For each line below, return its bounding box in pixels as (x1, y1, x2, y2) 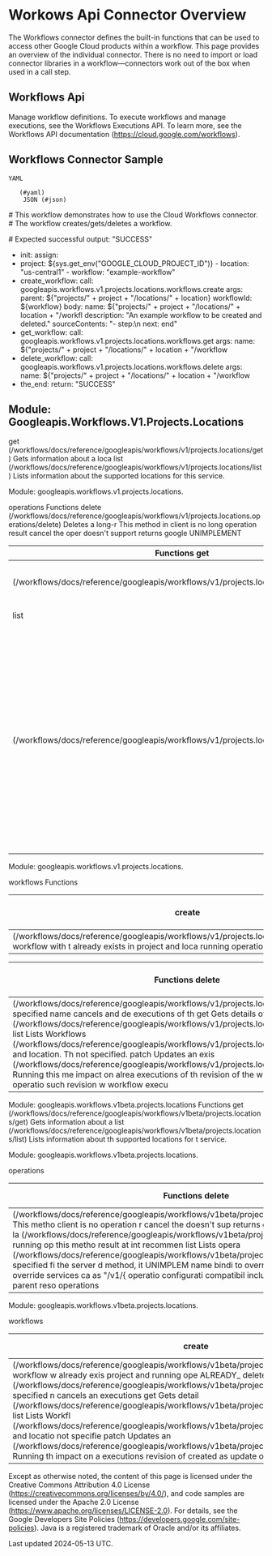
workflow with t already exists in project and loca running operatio (12, 941, 264, 952)
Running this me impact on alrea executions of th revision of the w (12, 1069, 263, 1080)
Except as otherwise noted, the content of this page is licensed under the (8, 1472, 253, 1481)
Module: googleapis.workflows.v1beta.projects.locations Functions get (8, 1100, 244, 1110)
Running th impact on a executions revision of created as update (12, 1451, 257, 1462)
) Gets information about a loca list (8, 454, 124, 464)
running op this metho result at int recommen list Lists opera (12, 1239, 241, 1250)
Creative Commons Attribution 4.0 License (8, 1480, 151, 1490)
